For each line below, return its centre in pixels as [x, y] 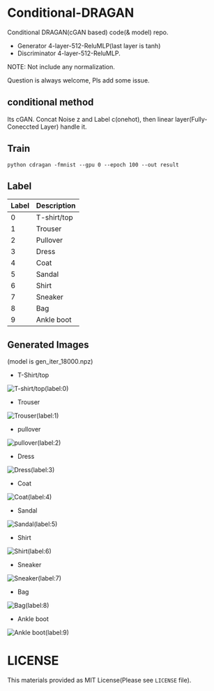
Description [56, 206]
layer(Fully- [191, 119]
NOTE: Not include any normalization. [61, 66]
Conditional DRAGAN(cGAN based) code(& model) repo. [88, 32]
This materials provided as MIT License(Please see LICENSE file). [99, 681]
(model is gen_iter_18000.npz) [50, 362]
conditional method [51, 102]
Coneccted [23, 127]
